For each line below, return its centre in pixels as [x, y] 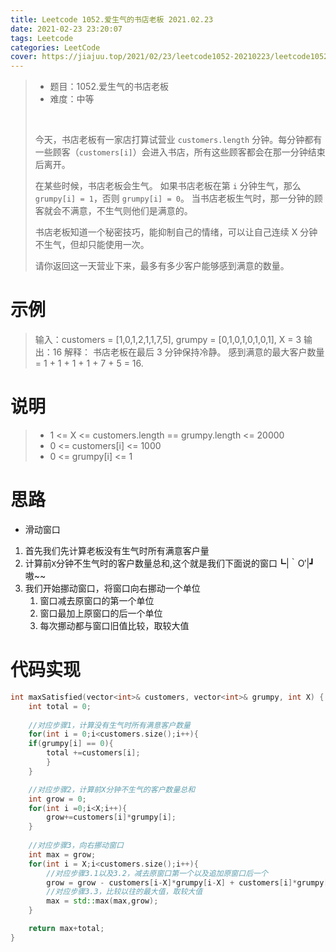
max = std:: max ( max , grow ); [102, 901]
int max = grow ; [62, 854]
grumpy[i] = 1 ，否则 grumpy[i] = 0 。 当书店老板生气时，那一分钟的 [174, 198]
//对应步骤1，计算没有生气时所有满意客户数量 [109, 725]
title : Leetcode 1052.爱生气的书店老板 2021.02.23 [112, 19]
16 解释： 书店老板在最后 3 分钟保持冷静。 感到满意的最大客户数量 [188, 352]
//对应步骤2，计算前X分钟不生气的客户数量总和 [112, 789]
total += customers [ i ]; [93, 753]
